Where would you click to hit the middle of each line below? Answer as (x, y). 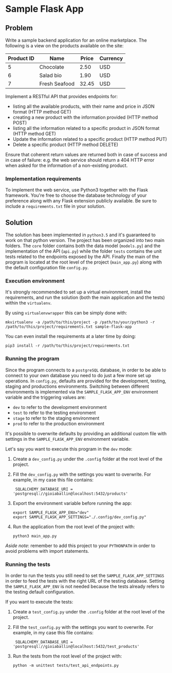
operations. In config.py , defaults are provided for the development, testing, (86, 381)
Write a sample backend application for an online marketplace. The (76, 40)
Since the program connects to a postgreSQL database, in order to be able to (86, 370)
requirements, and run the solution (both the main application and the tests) (85, 297)
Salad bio (51, 75)
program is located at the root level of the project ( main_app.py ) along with (84, 262)
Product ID (21, 58)
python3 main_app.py (35, 536)
